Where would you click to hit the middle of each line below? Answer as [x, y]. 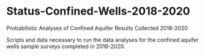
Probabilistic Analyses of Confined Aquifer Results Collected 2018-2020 [97, 28]
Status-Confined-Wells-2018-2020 [98, 11]
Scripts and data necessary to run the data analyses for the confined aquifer [102, 40]
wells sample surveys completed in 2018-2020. [66, 46]
